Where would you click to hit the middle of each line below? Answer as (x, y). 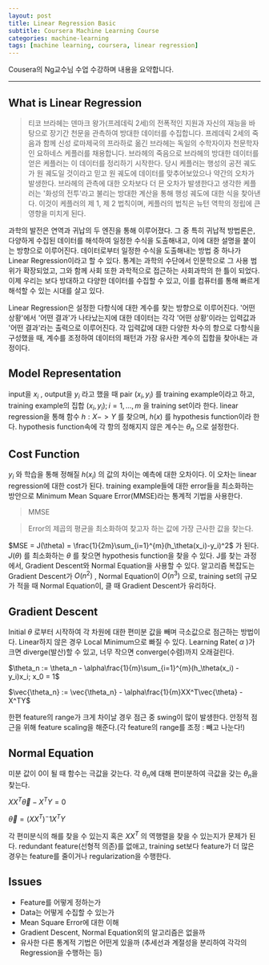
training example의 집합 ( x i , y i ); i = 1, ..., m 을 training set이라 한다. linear (123, 406)
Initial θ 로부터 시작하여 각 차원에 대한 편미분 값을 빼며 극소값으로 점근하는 (124, 632)
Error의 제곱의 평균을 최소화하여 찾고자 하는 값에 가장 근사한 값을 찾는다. (141, 528)
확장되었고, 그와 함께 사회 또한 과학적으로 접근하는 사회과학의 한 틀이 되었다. (141, 271)
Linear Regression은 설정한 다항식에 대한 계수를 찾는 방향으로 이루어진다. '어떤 (132, 307)
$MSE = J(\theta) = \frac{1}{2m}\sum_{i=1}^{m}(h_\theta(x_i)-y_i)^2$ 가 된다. (134, 545)
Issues (25, 882)
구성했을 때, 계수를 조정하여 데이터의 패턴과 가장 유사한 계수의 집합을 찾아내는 (129, 337)
